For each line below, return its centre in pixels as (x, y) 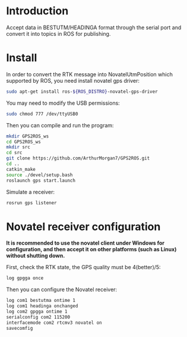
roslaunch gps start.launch (41, 180)
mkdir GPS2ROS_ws (28, 136)
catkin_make (21, 169)
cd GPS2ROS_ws (24, 142)
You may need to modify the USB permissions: (63, 103)
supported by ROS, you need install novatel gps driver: (73, 80)
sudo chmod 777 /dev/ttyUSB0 (42, 114)
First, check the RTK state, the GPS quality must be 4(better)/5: (84, 267)
